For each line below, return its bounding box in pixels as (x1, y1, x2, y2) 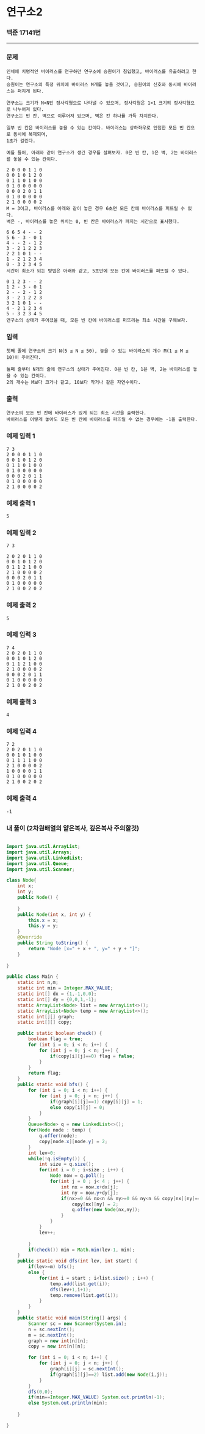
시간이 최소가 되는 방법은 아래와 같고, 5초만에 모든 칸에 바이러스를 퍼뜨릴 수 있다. (6, 268, 190, 274)
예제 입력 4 (6, 727, 37, 736)
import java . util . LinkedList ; (6, 855, 84, 861)
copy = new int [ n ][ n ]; (28, 1343, 86, 1350)
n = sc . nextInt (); (28, 1326, 75, 1332)
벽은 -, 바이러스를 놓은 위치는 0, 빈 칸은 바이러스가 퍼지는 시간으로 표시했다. (6, 218, 180, 225)
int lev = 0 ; (28, 1150, 56, 1156)
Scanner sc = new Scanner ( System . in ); (28, 1320, 127, 1327)
